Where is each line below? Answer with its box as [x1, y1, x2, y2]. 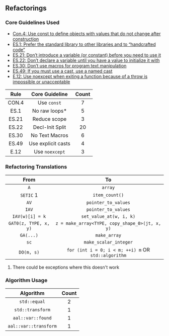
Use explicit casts [28, 140, 70, 147]
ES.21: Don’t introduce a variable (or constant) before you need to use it [12, 52, 161, 58]
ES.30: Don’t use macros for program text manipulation [12, 62, 127, 68]
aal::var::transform [8, 323, 57, 329]
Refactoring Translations [5, 163, 67, 170]
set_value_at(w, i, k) [81, 213, 136, 219]
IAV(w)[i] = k [12, 213, 46, 219]
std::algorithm [90, 253, 127, 258]
